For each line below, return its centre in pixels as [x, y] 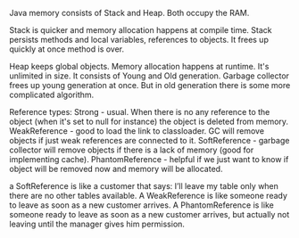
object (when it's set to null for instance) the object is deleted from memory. [149, 121]
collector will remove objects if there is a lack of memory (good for [132, 150]
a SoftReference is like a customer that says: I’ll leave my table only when [144, 186]
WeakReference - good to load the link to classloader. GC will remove [137, 131]
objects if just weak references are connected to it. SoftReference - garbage [149, 140]
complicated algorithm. [52, 94]
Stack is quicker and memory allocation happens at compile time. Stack [141, 30]
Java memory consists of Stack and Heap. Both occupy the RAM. [129, 13]
